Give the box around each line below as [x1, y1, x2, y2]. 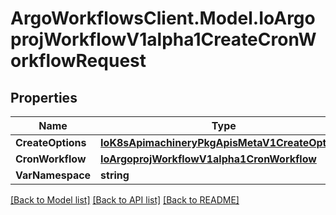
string [100, 168, 130, 182]
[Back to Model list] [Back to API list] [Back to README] [10, 194, 240, 206]
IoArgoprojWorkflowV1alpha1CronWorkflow [100, 152, 317, 166]
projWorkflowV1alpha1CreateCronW [10, 28, 317, 51]
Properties [10, 89, 78, 106]
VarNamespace [15, 168, 92, 182]
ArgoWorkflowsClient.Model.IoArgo [10, 7, 316, 30]
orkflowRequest [10, 50, 147, 72]
